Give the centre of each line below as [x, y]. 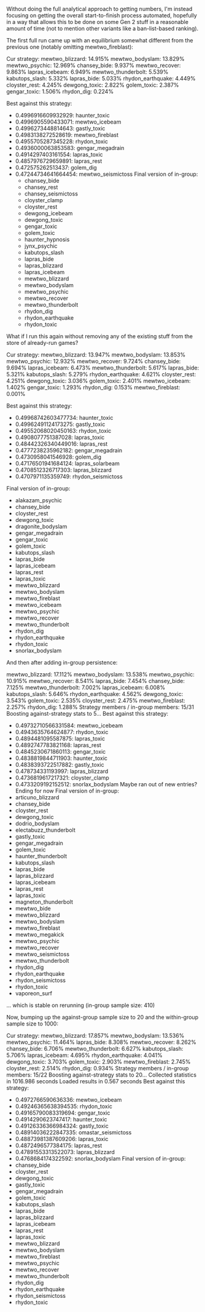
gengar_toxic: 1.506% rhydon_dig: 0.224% [60, 91]
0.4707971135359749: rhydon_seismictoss [69, 476]
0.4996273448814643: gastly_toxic [60, 128]
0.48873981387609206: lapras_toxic [62, 1139]
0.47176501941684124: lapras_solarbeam [67, 463]
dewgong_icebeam [48, 213]
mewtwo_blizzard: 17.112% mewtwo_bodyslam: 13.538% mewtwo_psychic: [100, 674]
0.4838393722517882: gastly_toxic [60, 765]
